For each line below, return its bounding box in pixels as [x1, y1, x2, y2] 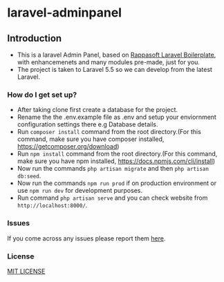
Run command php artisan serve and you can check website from [17, 194, 208, 202]
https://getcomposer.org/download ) [17, 142, 120, 151]
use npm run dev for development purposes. [17, 187, 143, 195]
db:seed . [17, 171, 41, 180]
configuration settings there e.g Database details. [17, 120, 158, 129]
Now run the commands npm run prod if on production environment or [17, 179, 217, 187]
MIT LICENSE [7, 267, 46, 275]
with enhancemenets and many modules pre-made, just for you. [17, 58, 200, 66]
